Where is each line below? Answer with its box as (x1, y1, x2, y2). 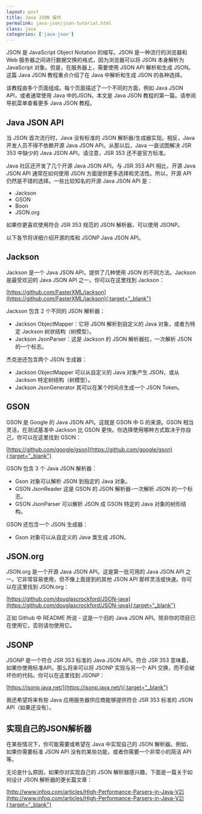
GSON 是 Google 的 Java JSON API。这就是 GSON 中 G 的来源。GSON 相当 (6, 418, 194, 425)
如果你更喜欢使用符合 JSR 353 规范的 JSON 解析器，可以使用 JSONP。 (6, 221, 183, 228)
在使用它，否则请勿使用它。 (6, 622, 75, 629)
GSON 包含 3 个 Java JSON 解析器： (6, 464, 98, 472)
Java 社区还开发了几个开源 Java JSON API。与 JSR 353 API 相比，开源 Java (6, 162, 196, 169)
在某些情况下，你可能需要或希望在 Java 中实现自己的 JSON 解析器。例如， (6, 741, 192, 747)
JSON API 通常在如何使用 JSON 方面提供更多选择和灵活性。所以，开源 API (6, 169, 192, 177)
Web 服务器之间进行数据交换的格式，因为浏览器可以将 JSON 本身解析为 (6, 56, 185, 64)
